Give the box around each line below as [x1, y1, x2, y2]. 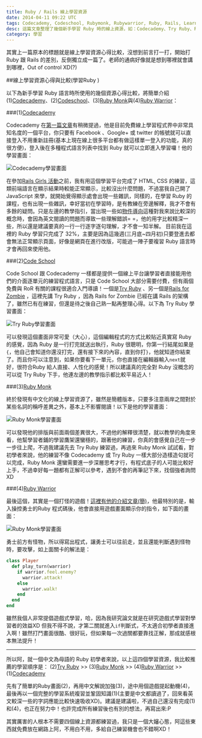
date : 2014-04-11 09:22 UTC [6, 14, 77, 21]
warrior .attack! [22, 574, 63, 580]
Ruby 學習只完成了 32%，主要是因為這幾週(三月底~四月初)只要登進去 [17, 230, 190, 237]
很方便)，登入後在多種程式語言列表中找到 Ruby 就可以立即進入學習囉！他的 [6, 144, 192, 152]
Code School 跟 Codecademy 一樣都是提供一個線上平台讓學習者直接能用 [6, 270, 186, 277]
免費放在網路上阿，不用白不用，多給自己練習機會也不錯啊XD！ [16, 725, 172, 733]
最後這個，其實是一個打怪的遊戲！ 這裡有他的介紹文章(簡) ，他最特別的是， [6, 498, 189, 505]
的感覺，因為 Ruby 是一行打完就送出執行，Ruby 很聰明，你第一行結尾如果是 [6, 341, 194, 348]
